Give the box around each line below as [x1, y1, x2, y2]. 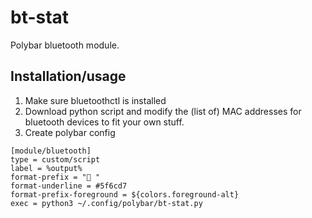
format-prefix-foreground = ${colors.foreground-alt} [10, 189, 240, 200]
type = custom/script [10, 154, 101, 165]
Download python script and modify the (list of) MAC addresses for [24, 105, 302, 117]
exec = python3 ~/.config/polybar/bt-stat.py [10, 198, 203, 208]
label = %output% [10, 163, 83, 173]
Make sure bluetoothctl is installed [24, 94, 167, 106]
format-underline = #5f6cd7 [10, 181, 128, 191]
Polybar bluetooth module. [10, 39, 120, 51]
